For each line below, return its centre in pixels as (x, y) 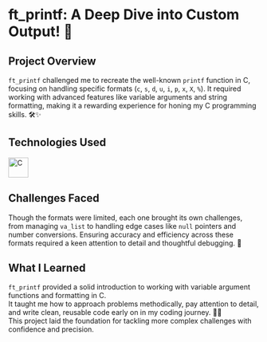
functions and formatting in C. (57, 296)
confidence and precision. (51, 329)
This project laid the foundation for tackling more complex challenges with (130, 321)
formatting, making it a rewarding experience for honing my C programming (132, 106)
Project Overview (52, 61)
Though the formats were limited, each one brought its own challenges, (126, 218)
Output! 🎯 (41, 31)
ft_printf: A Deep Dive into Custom (124, 15)
